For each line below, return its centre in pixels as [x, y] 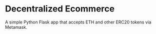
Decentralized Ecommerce [60, 9]
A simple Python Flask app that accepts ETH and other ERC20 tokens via [78, 22]
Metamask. [16, 27]
